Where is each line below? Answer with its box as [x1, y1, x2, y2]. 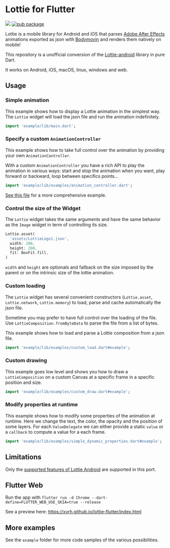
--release [80, 500, 101, 505]
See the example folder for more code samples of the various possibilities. [5, 537, 159, 543]
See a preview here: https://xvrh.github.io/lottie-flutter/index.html [5, 509, 142, 515]
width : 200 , [10, 241, 36, 246]
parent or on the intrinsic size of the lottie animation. [5, 270, 115, 276]
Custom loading [5, 282, 46, 289]
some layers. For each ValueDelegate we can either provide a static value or [5, 423, 164, 430]
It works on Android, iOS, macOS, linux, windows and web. [5, 67, 128, 73]
